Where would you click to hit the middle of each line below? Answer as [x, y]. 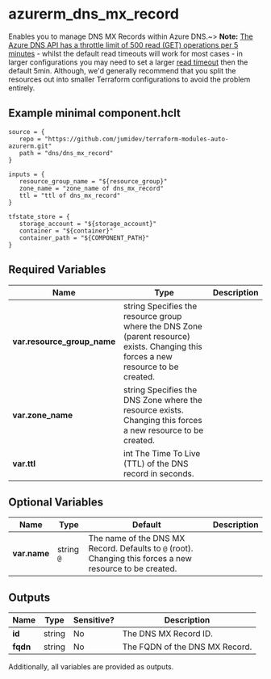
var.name [31, 554]
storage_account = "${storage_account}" [88, 224]
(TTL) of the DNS [156, 463]
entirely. [22, 88]
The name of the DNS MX [137, 539]
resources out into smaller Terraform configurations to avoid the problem [129, 79]
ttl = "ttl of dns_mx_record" [70, 195]
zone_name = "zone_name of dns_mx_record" [91, 188]
